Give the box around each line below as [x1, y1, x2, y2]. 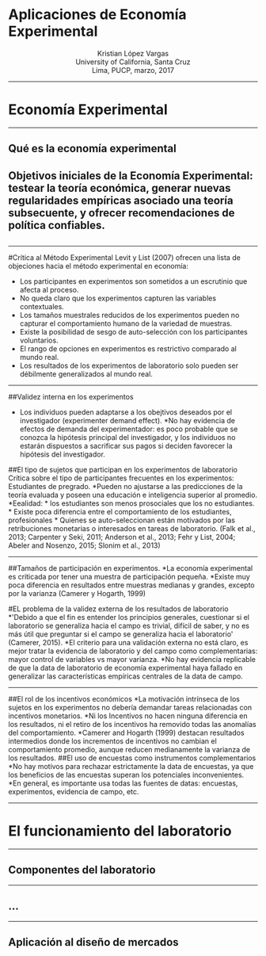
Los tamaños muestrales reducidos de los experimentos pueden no [19, 311, 240, 320]
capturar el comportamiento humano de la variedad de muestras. [19, 319, 233, 328]
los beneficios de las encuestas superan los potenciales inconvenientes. [8, 771, 245, 780]
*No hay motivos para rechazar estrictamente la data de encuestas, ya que [8, 762, 254, 771]
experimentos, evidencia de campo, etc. [8, 787, 139, 797]
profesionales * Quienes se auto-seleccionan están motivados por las [8, 515, 236, 525]
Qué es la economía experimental [8, 142, 177, 155]
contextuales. [19, 302, 65, 312]
